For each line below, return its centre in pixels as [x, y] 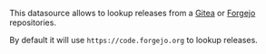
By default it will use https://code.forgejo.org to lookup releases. [134, 40]
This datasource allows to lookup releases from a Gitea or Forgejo [133, 13]
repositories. [33, 22]
